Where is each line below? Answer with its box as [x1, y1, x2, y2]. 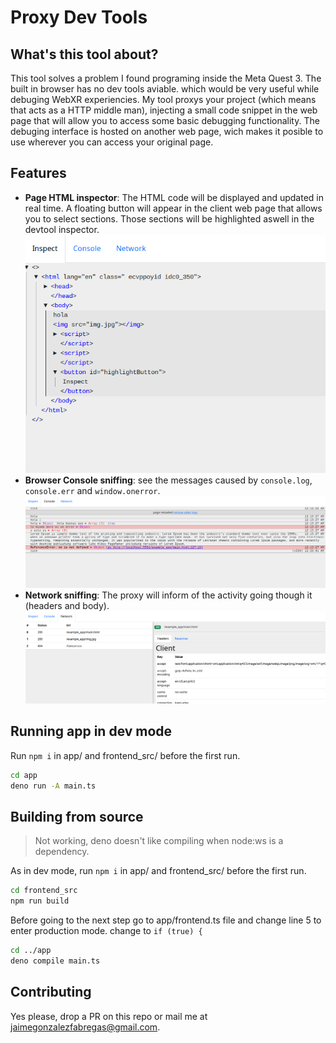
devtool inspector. [24, 223, 100, 235]
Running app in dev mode [10, 723, 173, 740]
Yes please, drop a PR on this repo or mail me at [10, 1010, 208, 1022]
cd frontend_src [10, 886, 78, 896]
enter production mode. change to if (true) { [10, 925, 203, 937]
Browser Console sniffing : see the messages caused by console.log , [24, 474, 313, 486]
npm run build [10, 896, 70, 906]
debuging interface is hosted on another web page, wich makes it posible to [10, 126, 324, 137]
